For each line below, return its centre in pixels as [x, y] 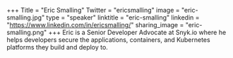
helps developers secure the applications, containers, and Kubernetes [108, 40]
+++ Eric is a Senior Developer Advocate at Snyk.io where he [137, 32]
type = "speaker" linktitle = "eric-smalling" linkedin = [123, 17]
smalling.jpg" [26, 17]
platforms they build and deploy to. [58, 47]
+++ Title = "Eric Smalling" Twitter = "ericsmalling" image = [94, 10]
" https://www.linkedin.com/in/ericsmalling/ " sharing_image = [95, 25]
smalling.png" [27, 32]
